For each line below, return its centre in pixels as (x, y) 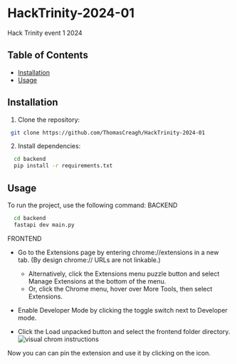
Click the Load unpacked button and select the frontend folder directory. (124, 331)
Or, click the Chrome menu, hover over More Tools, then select (120, 288)
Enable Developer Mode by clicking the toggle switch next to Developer (122, 310)
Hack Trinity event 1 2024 (45, 33)
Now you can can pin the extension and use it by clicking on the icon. (109, 353)
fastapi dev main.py (44, 225)
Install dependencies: (49, 146)
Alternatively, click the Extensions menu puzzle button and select (124, 274)
